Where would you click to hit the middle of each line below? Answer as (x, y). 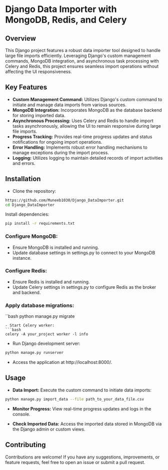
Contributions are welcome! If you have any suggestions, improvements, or (82, 457)
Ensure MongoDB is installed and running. (55, 247)
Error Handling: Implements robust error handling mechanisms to (80, 147)
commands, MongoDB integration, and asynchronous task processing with (82, 61)
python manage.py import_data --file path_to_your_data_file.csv (74, 399)
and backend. (26, 292)
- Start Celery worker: (30, 326)
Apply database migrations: (40, 305)
